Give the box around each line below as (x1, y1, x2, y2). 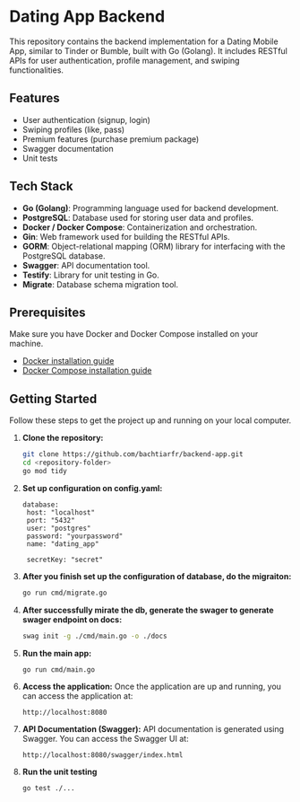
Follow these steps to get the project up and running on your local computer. (9, 415, 292, 426)
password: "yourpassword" (26, 532, 124, 541)
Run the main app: (21, 648, 92, 658)
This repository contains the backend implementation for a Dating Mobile (9, 36, 279, 47)
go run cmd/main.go (21, 665, 96, 674)
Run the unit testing (21, 766, 98, 778)
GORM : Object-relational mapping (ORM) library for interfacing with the (21, 241, 286, 251)
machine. (9, 339, 44, 349)
